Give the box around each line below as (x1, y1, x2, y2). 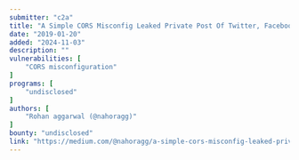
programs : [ (9, 79, 53, 88)
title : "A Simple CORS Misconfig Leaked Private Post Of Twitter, (9, 21, 261, 30)
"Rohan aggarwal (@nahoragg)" (25, 112, 138, 121)
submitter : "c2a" (9, 12, 74, 22)
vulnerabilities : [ (9, 54, 82, 63)
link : (9, 137, 29, 146)
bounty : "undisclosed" (9, 129, 93, 138)
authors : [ (9, 104, 50, 113)
